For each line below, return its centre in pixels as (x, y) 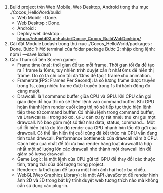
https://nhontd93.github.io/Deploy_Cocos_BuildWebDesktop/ (79, 39)
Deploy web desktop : (39, 33)
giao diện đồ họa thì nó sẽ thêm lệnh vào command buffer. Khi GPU (86, 101)
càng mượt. (29, 91)
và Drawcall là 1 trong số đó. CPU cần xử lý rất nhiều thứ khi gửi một (86, 117)
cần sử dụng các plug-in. (43, 185)
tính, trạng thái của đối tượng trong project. (61, 164)
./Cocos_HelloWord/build (35, 12)
